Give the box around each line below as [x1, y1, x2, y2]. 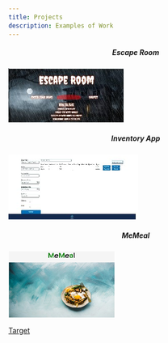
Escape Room [111, 48, 160, 57]
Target [8, 326, 31, 336]
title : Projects [8, 13, 63, 21]
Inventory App [111, 133, 161, 143]
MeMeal [121, 231, 150, 240]
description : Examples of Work [8, 21, 114, 30]
